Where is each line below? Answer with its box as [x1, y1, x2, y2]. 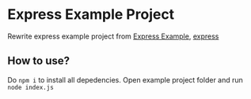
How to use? [7, 54, 70, 68]
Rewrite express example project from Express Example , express [7, 31, 219, 41]
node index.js [7, 83, 55, 91]
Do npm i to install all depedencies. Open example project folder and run [7, 75, 243, 84]
